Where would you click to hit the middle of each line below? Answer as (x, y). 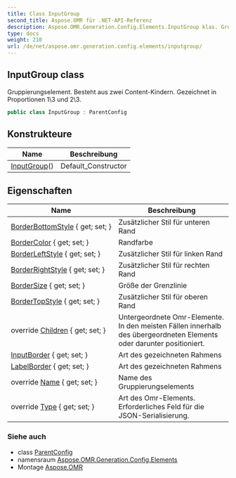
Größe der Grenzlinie (153, 285)
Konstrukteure (40, 134)
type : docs (23, 33)
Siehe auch (27, 437)
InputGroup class (46, 75)
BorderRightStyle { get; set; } (58, 270)
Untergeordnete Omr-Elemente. (171, 317)
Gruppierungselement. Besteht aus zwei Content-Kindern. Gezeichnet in (112, 91)
